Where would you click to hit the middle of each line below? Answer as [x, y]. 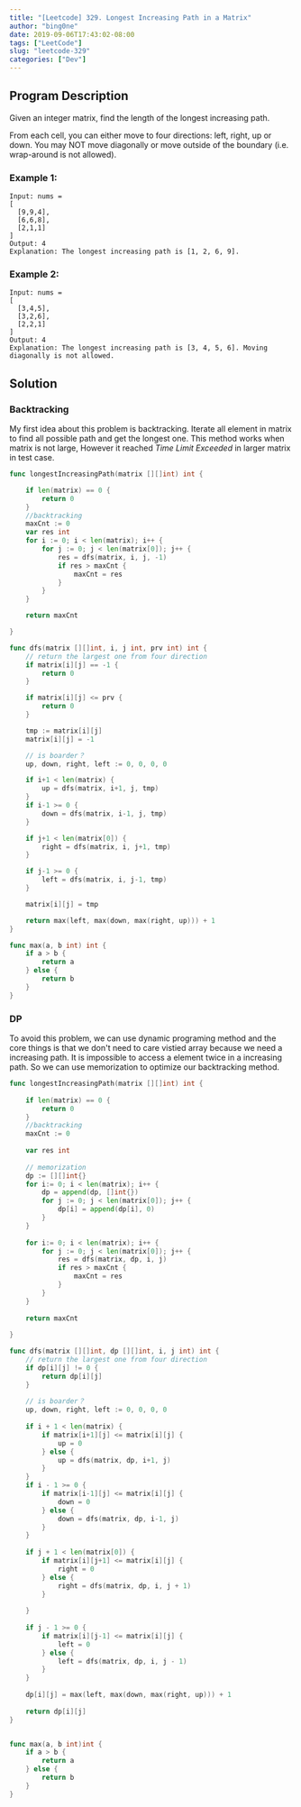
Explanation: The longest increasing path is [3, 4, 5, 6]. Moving [139, 348]
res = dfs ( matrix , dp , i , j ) [112, 1259]
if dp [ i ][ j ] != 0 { [62, 1368]
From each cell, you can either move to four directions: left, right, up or [141, 135]
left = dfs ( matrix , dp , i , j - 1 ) [122, 1661]
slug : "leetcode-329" [50, 51]
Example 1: [33, 178]
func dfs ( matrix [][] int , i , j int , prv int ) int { [108, 648]
